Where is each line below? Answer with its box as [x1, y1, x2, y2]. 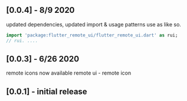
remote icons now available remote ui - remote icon [6, 69, 132, 76]
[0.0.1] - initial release [6, 86, 87, 96]
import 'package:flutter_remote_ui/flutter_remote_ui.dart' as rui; [6, 32, 178, 38]
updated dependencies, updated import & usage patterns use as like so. [6, 21, 182, 28]
